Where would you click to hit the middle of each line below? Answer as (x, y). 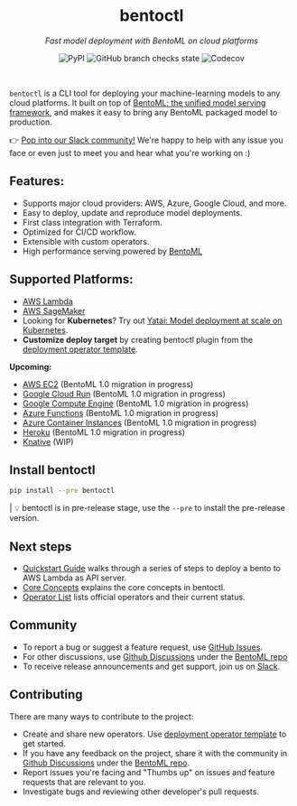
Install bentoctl (53, 470)
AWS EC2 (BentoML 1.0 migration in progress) (108, 384)
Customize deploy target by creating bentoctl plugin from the (138, 339)
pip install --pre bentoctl (62, 491)
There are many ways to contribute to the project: (102, 716)
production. (31, 122)
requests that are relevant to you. (84, 782)
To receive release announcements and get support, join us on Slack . (151, 666)
